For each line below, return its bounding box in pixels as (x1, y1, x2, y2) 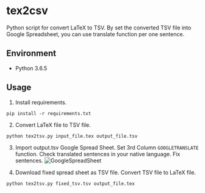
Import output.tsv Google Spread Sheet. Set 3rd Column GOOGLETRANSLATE (15, 143, 199, 151)
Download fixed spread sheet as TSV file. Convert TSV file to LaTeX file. (15, 168, 196, 176)
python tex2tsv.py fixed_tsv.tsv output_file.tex (6, 180, 135, 187)
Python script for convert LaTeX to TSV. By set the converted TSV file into (6, 24, 192, 31)
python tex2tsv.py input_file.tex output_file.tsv (6, 133, 138, 139)
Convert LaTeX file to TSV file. (15, 121, 91, 129)
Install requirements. (15, 99, 67, 106)
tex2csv (6, 4, 48, 18)
